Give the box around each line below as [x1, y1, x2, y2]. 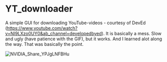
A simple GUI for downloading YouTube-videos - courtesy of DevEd [5, 20, 146, 26]
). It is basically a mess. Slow [101, 30, 162, 36]
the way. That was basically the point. [5, 41, 84, 47]
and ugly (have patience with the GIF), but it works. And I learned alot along [5, 36, 162, 42]
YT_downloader [5, 3, 73, 15]
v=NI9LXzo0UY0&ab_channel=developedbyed [5, 30, 102, 36]
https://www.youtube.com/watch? [7, 25, 78, 31]
